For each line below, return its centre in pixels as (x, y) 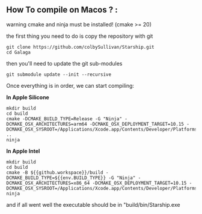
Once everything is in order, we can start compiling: (70, 85)
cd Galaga (19, 52)
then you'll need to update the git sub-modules (64, 63)
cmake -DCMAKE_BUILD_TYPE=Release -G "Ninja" (64, 119)
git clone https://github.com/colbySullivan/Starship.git (80, 47)
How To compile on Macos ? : (62, 10)
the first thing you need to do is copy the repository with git (80, 36)
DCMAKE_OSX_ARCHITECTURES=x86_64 (48, 183)
